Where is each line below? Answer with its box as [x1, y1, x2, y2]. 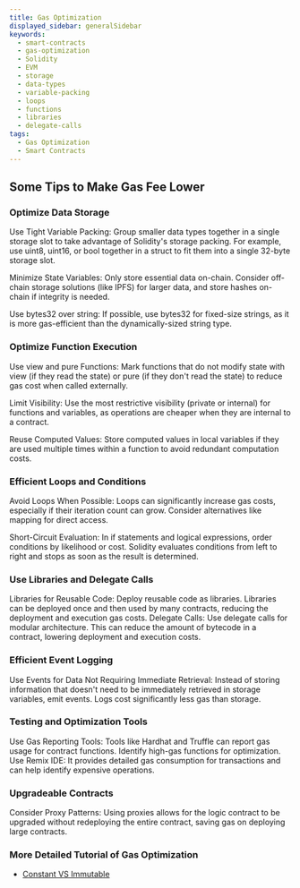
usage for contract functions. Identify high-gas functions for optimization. [9, 745, 281, 756]
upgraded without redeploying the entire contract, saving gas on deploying [9, 816, 286, 828]
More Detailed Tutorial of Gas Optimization [9, 849, 199, 861]
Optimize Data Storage [9, 206, 110, 218]
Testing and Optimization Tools [9, 715, 148, 728]
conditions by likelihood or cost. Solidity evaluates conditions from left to [9, 541, 278, 551]
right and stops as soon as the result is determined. [9, 551, 199, 561]
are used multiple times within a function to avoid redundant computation [9, 443, 279, 454]
